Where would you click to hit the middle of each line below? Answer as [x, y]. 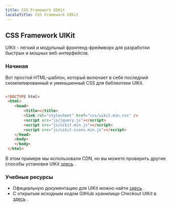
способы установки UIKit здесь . [41, 164]
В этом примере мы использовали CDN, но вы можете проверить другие [86, 159]
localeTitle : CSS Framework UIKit [42, 15]
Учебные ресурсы [29, 177]
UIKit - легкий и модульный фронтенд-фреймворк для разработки [77, 48]
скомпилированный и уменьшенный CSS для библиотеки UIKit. [75, 83]
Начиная [17, 66]
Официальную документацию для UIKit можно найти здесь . [78, 188]
